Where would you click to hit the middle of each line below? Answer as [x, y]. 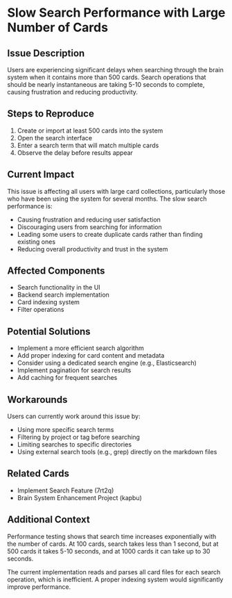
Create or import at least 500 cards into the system [90, 131]
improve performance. [39, 587]
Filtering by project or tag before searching [79, 437]
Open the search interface [54, 138]
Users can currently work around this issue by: [74, 416]
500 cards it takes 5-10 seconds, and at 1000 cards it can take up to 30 [109, 551]
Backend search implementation [63, 295]
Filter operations [41, 310]
